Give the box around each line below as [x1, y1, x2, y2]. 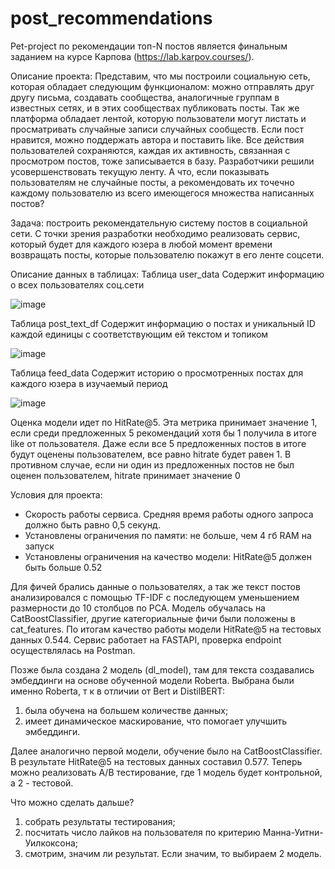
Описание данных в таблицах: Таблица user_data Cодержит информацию [10, 268, 325, 280]
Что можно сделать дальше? [10, 796, 135, 808]
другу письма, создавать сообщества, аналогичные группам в [10, 91, 280, 103]
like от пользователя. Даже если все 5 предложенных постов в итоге [10, 437, 307, 449]
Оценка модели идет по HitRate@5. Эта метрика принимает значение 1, [10, 416, 318, 428]
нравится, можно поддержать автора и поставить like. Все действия [10, 133, 305, 146]
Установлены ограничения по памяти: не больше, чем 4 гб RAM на [24, 529, 312, 541]
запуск [24, 540, 55, 552]
